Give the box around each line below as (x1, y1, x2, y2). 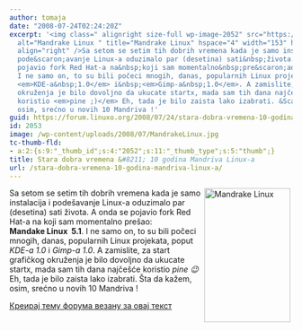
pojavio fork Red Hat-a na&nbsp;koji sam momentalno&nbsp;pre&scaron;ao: (17, 64, 299, 73)
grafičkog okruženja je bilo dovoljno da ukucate (9, 255, 185, 266)
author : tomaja (9, 13, 67, 22)
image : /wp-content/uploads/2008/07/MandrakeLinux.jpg (9, 130, 219, 139)
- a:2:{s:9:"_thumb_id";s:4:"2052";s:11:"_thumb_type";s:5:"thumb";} (9, 146, 276, 155)
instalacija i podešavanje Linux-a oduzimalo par (9, 197, 186, 208)
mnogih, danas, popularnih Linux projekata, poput (9, 235, 193, 247)
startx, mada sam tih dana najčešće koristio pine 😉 (9, 264, 200, 274)
